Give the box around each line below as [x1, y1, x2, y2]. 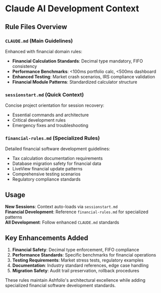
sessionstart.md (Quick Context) [5, 91, 84, 98]
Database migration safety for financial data [12, 161, 101, 166]
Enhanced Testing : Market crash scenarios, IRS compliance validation [12, 73, 155, 79]
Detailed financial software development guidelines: [5, 146, 110, 152]
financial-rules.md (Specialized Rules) [5, 135, 100, 142]
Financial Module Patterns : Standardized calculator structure [12, 79, 137, 85]
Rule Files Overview [5, 23, 67, 31]
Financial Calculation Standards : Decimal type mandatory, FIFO [12, 58, 143, 64]
